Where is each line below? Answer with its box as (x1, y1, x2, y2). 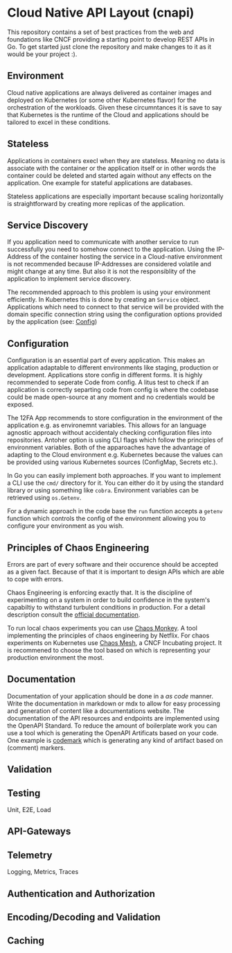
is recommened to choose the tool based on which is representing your (7, 646, 211, 654)
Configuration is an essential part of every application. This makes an (7, 356, 205, 365)
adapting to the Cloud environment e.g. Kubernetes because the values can (7, 451, 223, 459)
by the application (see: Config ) (7, 318, 98, 326)
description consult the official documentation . (7, 610, 141, 619)
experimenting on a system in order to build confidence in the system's (7, 596, 211, 604)
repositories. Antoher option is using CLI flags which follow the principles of (7, 436, 224, 445)
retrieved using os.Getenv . (7, 494, 82, 502)
